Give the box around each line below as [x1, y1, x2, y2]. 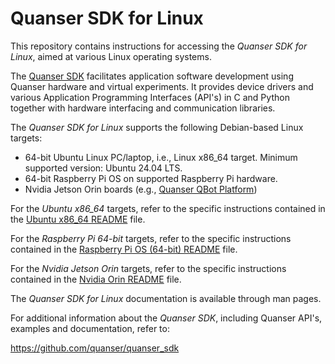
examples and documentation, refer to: [10, 322, 170, 334]
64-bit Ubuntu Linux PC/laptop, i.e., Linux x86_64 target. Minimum [24, 151, 298, 163]
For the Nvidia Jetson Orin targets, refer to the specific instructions [10, 262, 287, 274]
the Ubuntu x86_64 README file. [10, 213, 146, 225]
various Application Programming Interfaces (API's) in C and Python [10, 91, 290, 103]
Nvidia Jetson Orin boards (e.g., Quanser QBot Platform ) [24, 183, 258, 195]
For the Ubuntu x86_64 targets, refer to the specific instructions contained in [10, 202, 326, 214]
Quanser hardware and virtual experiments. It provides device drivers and [10, 80, 314, 92]
